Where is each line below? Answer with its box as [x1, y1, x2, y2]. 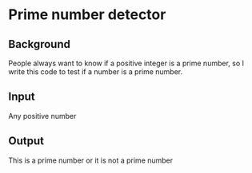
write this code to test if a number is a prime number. [8, 67, 183, 77]
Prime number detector [8, 6, 166, 24]
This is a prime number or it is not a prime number [8, 155, 174, 165]
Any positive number [8, 111, 77, 120]
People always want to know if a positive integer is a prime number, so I [8, 58, 245, 68]
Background [8, 37, 70, 51]
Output [8, 134, 44, 148]
